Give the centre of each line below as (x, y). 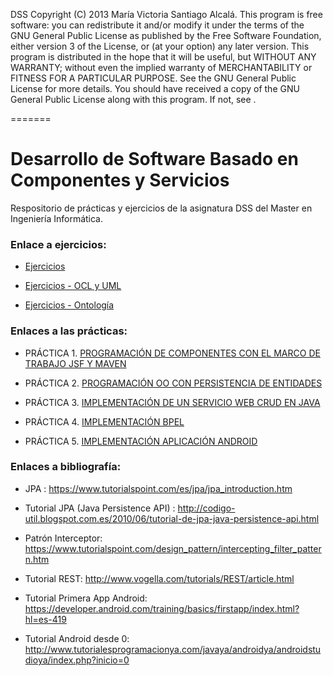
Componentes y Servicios (120, 180)
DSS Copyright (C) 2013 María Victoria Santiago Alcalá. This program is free (166, 14)
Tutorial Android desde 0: (77, 638)
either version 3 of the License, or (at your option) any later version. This (160, 46)
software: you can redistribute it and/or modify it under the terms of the (157, 25)
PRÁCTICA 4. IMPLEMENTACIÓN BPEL (104, 421)
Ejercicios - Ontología (69, 305)
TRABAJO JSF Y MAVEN (75, 363)
